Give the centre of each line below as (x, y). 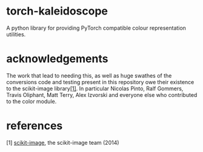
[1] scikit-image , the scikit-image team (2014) (63, 142)
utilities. (16, 34)
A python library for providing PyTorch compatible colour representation (96, 28)
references (35, 126)
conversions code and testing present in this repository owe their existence (100, 82)
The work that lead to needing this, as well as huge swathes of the (89, 75)
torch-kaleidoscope (57, 11)
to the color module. (32, 101)
